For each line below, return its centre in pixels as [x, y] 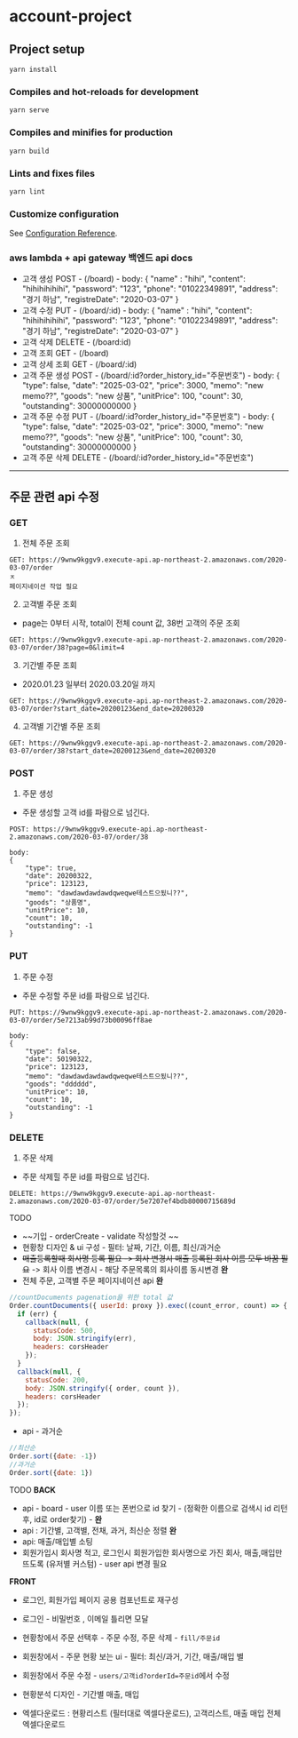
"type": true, [51, 868]
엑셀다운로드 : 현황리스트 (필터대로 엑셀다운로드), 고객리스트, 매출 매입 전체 [151, 1713]
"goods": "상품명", [58, 903]
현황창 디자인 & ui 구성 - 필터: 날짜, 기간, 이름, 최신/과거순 [122, 1248]
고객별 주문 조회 [49, 604]
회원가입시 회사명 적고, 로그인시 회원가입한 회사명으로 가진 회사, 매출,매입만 [152, 1552]
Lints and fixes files [52, 173]
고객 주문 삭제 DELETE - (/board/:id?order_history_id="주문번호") [138, 458]
